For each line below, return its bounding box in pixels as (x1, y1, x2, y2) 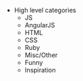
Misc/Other (24, 51, 58, 59)
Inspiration (24, 66, 56, 74)
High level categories (13, 6, 77, 14)
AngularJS (24, 21, 55, 29)
